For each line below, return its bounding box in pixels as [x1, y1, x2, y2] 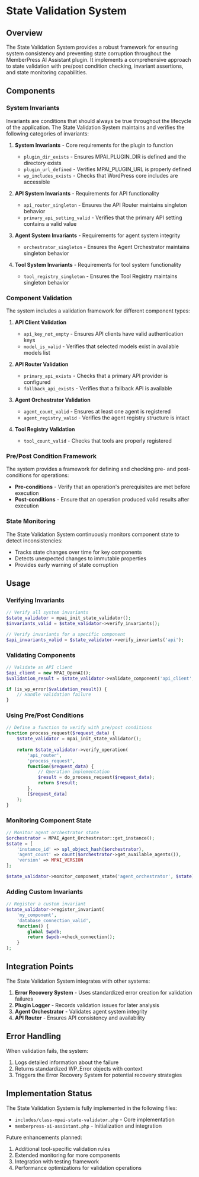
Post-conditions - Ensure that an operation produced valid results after [14, 496, 190, 503]
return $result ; [37, 780, 78, 786]
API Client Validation [14, 318, 67, 326]
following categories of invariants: [6, 130, 89, 137]
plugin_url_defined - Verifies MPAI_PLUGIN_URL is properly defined [23, 165, 191, 173]
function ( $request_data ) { [27, 763, 94, 769]
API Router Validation [14, 361, 69, 368]
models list [23, 349, 50, 356]
